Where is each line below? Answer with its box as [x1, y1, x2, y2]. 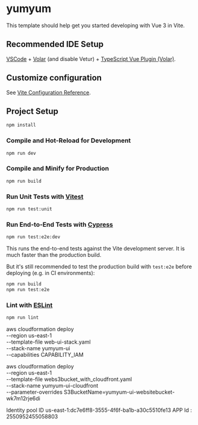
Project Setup [6, 106, 59, 116]
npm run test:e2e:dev [6, 234, 61, 240]
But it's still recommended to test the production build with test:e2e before [6, 263, 193, 270]
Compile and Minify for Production [6, 165, 110, 173]
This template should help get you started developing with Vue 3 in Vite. [6, 22, 185, 29]
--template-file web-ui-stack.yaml [6, 338, 91, 345]
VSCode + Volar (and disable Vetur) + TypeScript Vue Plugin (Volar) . [6, 55, 176, 62]
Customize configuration [6, 73, 102, 83]
